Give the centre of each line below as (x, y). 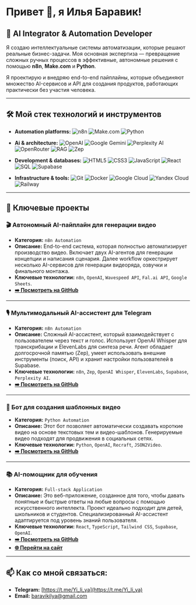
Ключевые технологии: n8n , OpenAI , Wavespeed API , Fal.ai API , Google (101, 277)
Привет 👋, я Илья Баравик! (74, 12)
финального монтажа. (42, 271)
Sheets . (23, 284)
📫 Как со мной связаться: (57, 573)
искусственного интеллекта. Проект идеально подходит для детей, (99, 508)
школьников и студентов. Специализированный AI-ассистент (91, 514)
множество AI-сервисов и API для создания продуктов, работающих (92, 84)
